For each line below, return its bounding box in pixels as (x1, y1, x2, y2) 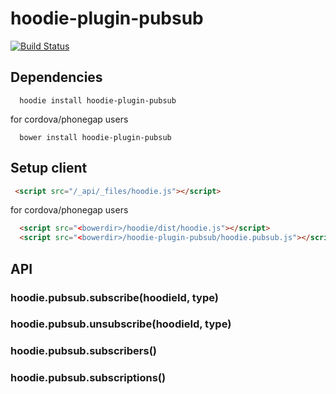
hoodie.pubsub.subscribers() (10, 344, 157, 358)
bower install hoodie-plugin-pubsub (19, 132, 172, 142)
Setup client (10, 160, 88, 177)
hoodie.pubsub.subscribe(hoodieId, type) (10, 290, 219, 304)
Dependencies (10, 69, 103, 86)
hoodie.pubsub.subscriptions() (10, 371, 167, 385)
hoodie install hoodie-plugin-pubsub (19, 95, 177, 106)
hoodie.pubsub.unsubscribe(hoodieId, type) (10, 317, 232, 331)
